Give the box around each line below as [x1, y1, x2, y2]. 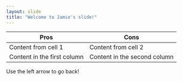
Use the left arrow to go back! [6, 67, 79, 74]
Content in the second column [89, 53, 174, 61]
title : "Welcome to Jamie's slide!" [6, 14, 97, 20]
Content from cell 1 [9, 43, 64, 51]
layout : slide [6, 8, 42, 15]
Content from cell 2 [89, 43, 144, 51]
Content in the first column [9, 53, 84, 61]
